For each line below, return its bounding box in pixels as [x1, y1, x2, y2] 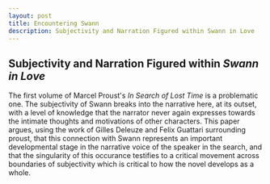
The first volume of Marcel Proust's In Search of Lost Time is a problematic [8, 90, 259, 101]
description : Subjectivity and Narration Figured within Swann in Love [8, 27, 255, 35]
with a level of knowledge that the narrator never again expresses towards [8, 108, 256, 118]
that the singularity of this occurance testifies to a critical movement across [8, 151, 260, 161]
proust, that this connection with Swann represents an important [8, 134, 223, 144]
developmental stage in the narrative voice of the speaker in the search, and [8, 142, 263, 152]
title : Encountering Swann [8, 19, 99, 27]
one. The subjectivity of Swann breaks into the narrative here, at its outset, [8, 99, 257, 109]
